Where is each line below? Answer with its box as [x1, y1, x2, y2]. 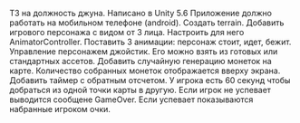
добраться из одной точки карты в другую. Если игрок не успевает [9, 85, 272, 95]
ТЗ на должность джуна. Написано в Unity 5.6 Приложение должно [9, 8, 272, 18]
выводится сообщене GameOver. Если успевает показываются [9, 94, 254, 105]
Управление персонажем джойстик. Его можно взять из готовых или [9, 46, 278, 57]
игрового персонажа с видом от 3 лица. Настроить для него [9, 27, 245, 37]
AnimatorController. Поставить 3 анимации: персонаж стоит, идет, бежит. [9, 36, 292, 47]
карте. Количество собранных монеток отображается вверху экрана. [9, 65, 281, 76]
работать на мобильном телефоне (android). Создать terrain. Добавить [9, 17, 285, 28]
